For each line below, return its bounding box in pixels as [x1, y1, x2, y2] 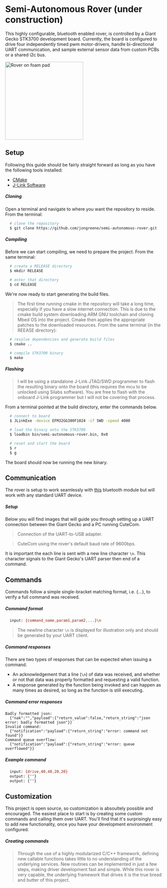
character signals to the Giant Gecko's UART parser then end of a [5, 556, 140, 562]
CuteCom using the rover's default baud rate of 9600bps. [17, 541, 136, 547]
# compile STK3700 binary [9, 351, 64, 355]
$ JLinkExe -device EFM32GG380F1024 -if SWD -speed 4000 [9, 418, 131, 423]
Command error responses [5, 699, 62, 705]
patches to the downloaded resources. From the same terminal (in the [17, 322, 161, 328]
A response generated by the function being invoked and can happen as [12, 682, 161, 688]
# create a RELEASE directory [9, 264, 72, 269]
